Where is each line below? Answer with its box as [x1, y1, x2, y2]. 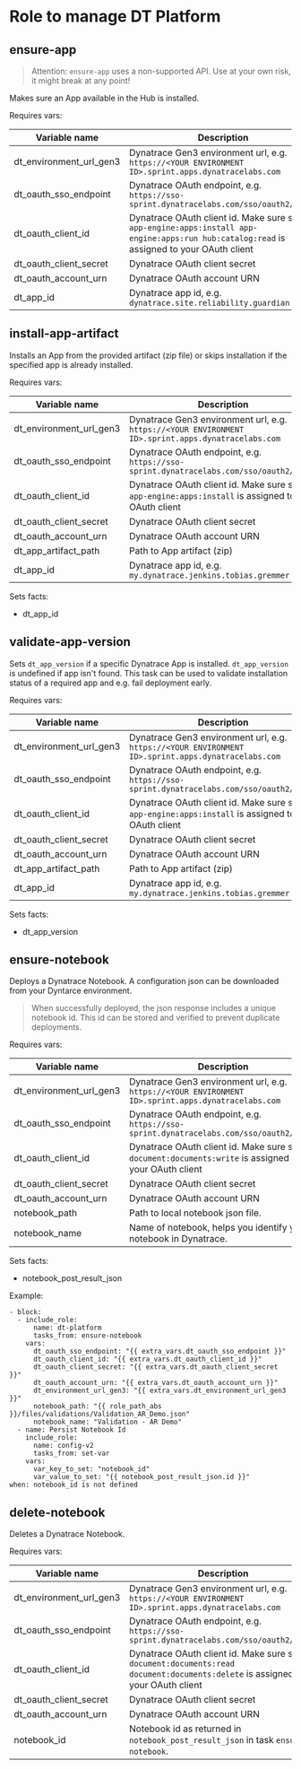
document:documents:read [128, 1659, 236, 1669]
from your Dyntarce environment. [9, 985, 133, 997]
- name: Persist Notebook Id [17, 1425, 126, 1434]
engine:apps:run [128, 233, 199, 243]
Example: [9, 1290, 44, 1302]
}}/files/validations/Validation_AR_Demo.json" [9, 1410, 191, 1419]
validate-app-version [9, 634, 132, 649]
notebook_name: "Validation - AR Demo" [32, 1417, 182, 1427]
